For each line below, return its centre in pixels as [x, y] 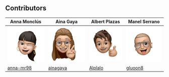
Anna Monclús [26, 21]
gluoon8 [135, 67]
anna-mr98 [20, 67]
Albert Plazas [106, 21]
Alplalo [96, 67]
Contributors [26, 8]
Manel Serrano [144, 21]
